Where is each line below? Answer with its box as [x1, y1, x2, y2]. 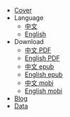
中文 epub [24, 62, 54, 70]
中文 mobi [24, 79, 54, 87]
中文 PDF [24, 46, 52, 54]
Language [13, 13, 44, 22]
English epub [24, 70, 63, 79]
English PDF [24, 54, 60, 62]
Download [13, 38, 45, 45]
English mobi [24, 87, 62, 95]
